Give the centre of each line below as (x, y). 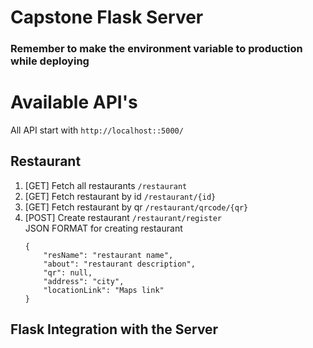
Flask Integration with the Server (114, 329)
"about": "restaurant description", (119, 264)
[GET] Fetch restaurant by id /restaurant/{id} (120, 196)
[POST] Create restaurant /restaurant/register (123, 217)
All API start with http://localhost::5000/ (97, 130)
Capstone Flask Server (107, 17)
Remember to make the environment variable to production (156, 49)
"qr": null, (68, 272)
